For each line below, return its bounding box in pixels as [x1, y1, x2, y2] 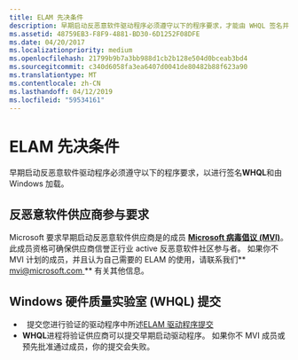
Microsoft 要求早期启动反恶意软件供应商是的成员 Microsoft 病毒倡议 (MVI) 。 [9, 232, 288, 243]
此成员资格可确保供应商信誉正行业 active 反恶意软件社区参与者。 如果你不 [9, 243, 279, 254]
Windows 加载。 [9, 178, 69, 189]
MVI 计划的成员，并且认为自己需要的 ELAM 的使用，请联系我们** [9, 254, 247, 265]
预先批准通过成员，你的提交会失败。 [21, 340, 155, 351]
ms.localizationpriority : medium [9, 46, 133, 55]
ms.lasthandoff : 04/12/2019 [9, 87, 114, 96]
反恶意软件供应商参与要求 [9, 207, 149, 222]
